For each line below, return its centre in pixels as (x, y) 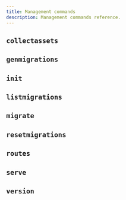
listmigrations (34, 97)
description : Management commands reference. (63, 17)
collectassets (32, 41)
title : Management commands (41, 12)
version (20, 191)
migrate (20, 116)
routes (18, 154)
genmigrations (32, 59)
